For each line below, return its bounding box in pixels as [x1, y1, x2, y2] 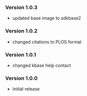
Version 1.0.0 [5, 75, 38, 82]
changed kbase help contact [12, 62, 71, 68]
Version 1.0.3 [5, 4, 38, 11]
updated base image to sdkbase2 [12, 15, 81, 21]
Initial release [12, 86, 40, 92]
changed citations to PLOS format [12, 39, 82, 45]
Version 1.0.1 [5, 51, 36, 58]
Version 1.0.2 [5, 28, 38, 35]
